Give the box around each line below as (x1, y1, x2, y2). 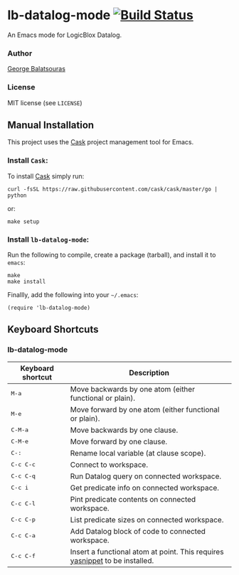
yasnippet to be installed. (70, 555, 154, 565)
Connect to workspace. (70, 459, 148, 469)
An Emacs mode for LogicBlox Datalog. (7, 31, 122, 39)
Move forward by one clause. (70, 436, 168, 446)
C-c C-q (11, 473, 36, 480)
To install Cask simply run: (7, 171, 85, 181)
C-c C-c (11, 461, 36, 468)
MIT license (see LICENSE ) (7, 98, 83, 107)
